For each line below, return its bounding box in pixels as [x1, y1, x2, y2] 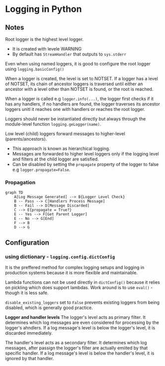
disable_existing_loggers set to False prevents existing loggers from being [5, 299, 160, 305]
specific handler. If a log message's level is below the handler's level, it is [5, 350, 155, 356]
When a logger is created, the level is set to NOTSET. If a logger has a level [5, 76, 159, 81]
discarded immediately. [5, 330, 53, 336]
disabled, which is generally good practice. [5, 305, 93, 311]
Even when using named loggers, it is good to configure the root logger [5, 61, 151, 66]
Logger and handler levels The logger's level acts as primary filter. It [5, 314, 146, 320]
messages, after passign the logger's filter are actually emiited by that [5, 345, 148, 351]
